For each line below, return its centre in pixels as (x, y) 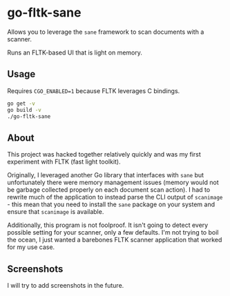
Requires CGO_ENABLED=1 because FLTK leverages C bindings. (94, 90)
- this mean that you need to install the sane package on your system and (111, 204)
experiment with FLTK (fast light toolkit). (64, 162)
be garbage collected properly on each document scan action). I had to (109, 190)
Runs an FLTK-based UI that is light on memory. (75, 52)
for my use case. (31, 247)
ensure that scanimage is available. (56, 212)
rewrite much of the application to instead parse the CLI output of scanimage (115, 197)
